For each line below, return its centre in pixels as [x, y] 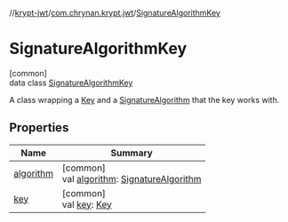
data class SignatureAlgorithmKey [71, 83]
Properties [39, 128]
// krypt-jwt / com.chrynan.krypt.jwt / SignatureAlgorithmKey [115, 13]
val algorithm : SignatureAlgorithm [132, 178]
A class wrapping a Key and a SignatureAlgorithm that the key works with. [144, 99]
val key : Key [87, 204]
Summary [132, 153]
